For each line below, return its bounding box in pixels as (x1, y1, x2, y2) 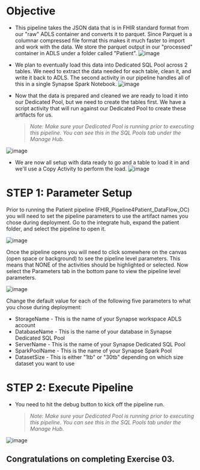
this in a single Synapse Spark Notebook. (14, 80, 117, 88)
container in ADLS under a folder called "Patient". (14, 49, 138, 56)
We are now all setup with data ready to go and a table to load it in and (14, 158, 190, 166)
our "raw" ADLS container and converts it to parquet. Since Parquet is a (14, 30, 192, 37)
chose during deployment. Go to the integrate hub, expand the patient (6, 218, 180, 226)
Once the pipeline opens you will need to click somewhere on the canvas (6, 248, 187, 256)
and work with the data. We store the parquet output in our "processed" (14, 43, 193, 50)
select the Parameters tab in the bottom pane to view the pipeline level (6, 267, 181, 274)
